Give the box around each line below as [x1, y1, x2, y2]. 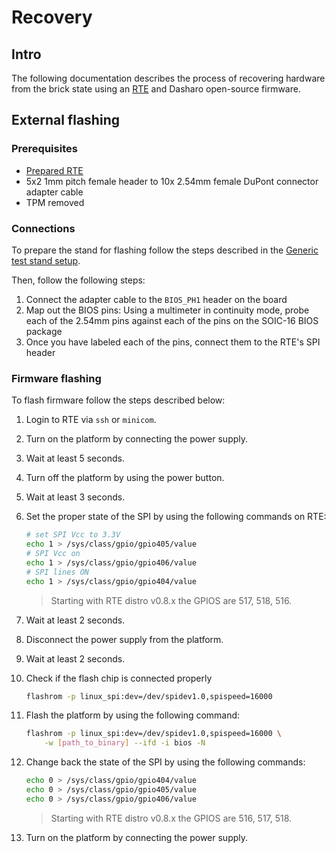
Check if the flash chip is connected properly [25, 672, 213, 684]
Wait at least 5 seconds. [25, 452, 125, 465]
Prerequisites [11, 142, 78, 156]
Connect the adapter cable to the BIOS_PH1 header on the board [25, 293, 288, 305]
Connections [11, 221, 76, 235]
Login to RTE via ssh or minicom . [25, 414, 157, 426]
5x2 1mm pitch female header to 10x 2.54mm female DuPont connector [25, 175, 319, 187]
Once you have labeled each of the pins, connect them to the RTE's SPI [25, 336, 321, 348]
